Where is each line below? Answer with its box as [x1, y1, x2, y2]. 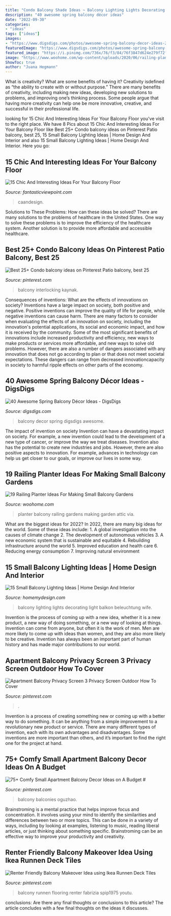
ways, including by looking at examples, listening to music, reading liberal [5, 822, 159, 829]
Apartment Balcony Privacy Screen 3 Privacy [5, 656, 151, 665]
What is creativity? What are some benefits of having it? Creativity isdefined [5, 79, 164, 85]
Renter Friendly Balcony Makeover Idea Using [5, 848, 153, 857]
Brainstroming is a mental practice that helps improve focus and [5, 806, 139, 812]
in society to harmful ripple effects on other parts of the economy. [5, 361, 144, 368]
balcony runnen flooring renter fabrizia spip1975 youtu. [17, 889, 133, 896]
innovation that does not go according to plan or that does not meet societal [5, 351, 164, 357]
